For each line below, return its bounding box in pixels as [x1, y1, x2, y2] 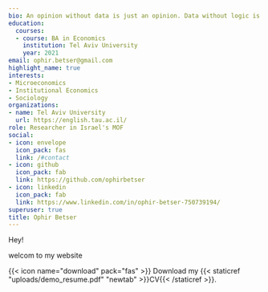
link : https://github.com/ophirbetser [15, 176, 146, 185]
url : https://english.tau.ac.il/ [15, 116, 128, 124]
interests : [8, 71, 45, 79]
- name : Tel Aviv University [8, 109, 106, 117]
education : [8, 19, 45, 27]
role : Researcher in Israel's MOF [8, 124, 124, 132]
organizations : [8, 101, 59, 109]
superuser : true [8, 205, 63, 213]
